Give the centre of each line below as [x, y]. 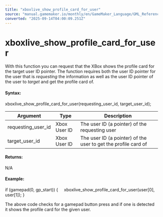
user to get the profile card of [114, 144]
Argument [29, 116]
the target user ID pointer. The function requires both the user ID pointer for [81, 71]
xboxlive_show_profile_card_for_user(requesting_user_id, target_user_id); [78, 104]
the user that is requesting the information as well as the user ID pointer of [79, 77]
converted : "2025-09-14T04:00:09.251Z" [45, 18]
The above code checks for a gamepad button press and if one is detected [80, 204]
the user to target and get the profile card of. [50, 82]
